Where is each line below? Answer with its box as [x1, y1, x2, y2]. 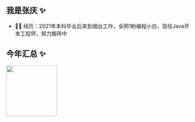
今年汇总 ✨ [6, 49, 46, 59]
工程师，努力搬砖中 [20, 30, 67, 37]
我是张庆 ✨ [6, 5, 46, 16]
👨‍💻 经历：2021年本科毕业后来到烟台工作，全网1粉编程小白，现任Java [14, 23, 184, 30]
